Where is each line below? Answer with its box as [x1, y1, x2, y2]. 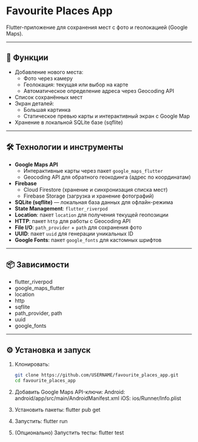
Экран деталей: [14, 99, 54, 107]
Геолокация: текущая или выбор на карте [23, 81, 128, 88]
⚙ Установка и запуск [6, 345, 91, 355]
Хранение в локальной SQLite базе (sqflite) [14, 118, 123, 125]
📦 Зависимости [6, 259, 70, 270]
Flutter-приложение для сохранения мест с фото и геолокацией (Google [6, 24, 188, 31]
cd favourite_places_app [14, 378, 76, 384]
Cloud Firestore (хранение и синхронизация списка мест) [23, 186, 168, 193]
